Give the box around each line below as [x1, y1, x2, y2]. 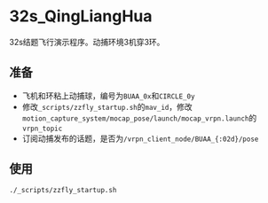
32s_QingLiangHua [9, 6, 153, 27]
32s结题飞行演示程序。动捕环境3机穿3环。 [9, 36, 165, 47]
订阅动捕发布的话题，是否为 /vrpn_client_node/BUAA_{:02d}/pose [21, 133, 259, 144]
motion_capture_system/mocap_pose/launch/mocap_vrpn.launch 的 [21, 113, 257, 123]
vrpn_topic [21, 124, 63, 133]
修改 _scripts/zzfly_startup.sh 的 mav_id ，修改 [21, 101, 193, 112]
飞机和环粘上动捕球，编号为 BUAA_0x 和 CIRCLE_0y [21, 90, 195, 101]
